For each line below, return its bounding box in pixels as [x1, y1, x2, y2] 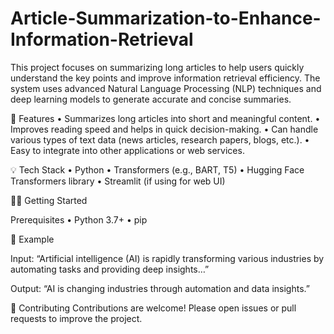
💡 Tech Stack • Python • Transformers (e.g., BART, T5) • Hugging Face [10, 163, 305, 176]
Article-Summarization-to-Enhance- [10, 7, 322, 30]
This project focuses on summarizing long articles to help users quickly [10, 61, 305, 73]
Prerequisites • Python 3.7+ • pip [10, 213, 148, 226]
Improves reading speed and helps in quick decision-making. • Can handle [10, 123, 319, 135]
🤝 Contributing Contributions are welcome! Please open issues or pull [10, 302, 297, 314]
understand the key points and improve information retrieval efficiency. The [10, 72, 321, 84]
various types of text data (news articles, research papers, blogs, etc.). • [10, 133, 310, 146]
